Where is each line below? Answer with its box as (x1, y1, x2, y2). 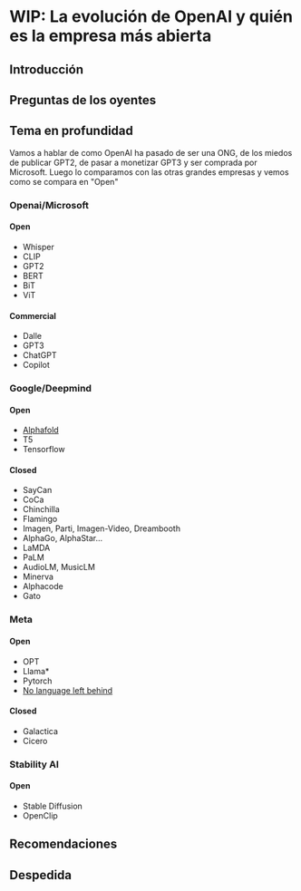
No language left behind (22, 684, 113, 695)
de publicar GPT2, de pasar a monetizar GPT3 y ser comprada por (9, 157, 257, 168)
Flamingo (22, 514, 58, 525)
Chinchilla (22, 504, 61, 515)
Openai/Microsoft (9, 199, 89, 211)
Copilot (22, 360, 50, 371)
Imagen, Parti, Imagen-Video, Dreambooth (22, 523, 181, 534)
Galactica (22, 725, 59, 736)
